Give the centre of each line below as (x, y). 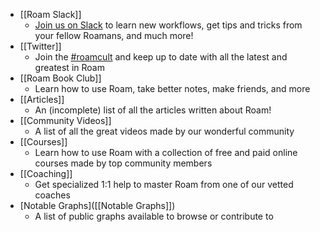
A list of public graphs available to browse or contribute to (154, 216)
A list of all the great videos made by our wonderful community (164, 131)
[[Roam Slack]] (50, 14)
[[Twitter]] (40, 46)
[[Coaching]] (46, 173)
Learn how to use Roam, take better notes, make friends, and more (172, 88)
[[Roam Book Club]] (60, 78)
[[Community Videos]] (65, 120)
